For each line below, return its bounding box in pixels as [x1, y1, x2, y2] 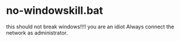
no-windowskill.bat [6, 4, 104, 17]
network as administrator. [6, 29, 68, 36]
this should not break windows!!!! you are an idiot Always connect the [6, 23, 175, 30]
